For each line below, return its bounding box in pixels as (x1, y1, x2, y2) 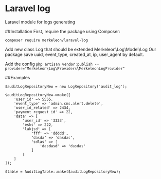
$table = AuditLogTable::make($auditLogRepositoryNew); (5, 169, 121, 174)
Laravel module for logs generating (5, 19, 75, 25)
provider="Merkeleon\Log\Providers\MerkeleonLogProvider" (5, 66, 125, 71)
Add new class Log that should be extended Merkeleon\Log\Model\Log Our (5, 46, 157, 52)
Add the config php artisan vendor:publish (5, 61, 93, 67)
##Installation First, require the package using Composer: (5, 28, 121, 34)
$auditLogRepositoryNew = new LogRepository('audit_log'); (5, 84, 127, 89)
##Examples (5, 74, 30, 80)
